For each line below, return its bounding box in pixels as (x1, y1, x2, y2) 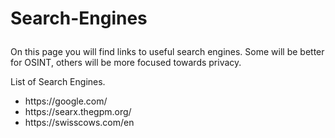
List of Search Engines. (10, 76, 106, 88)
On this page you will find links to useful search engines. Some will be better (10, 46, 325, 58)
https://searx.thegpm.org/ (24, 106, 132, 118)
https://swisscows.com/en (24, 117, 135, 129)
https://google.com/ (24, 95, 108, 107)
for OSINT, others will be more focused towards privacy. (10, 57, 242, 69)
